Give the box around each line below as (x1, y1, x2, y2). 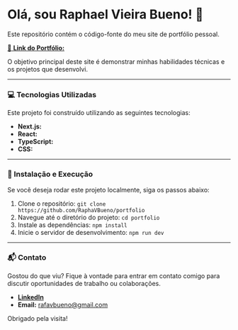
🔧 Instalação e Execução (7, 170, 93, 180)
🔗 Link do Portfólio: (7, 43, 65, 52)
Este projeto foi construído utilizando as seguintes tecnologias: (7, 109, 191, 117)
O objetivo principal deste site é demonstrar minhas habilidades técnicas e (7, 57, 225, 66)
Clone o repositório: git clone (17, 199, 106, 208)
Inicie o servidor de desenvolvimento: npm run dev (17, 228, 164, 236)
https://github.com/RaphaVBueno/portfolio (17, 207, 145, 214)
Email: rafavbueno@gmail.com (17, 300, 108, 309)
